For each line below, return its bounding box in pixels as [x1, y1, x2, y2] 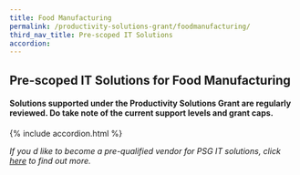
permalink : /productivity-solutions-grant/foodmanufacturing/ [9, 22, 251, 31]
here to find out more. [9, 155, 91, 166]
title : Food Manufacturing [9, 13, 112, 23]
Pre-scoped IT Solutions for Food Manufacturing [9, 72, 292, 87]
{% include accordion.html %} [9, 128, 123, 139]
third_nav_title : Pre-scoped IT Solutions [9, 30, 173, 39]
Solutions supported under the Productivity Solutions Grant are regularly [9, 98, 292, 109]
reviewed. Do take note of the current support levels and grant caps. [9, 108, 274, 118]
